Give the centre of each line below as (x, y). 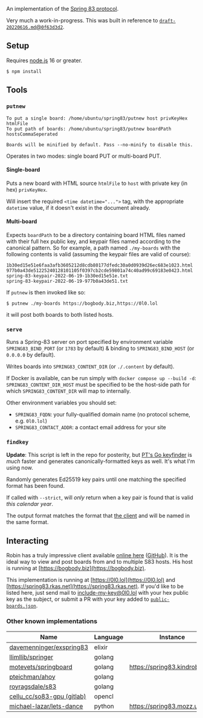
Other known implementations (52, 621)
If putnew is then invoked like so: (46, 292)
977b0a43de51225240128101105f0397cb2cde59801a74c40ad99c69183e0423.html (100, 270)
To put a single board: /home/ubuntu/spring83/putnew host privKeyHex (97, 118)
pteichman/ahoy (32, 676)
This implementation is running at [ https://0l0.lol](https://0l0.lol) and (91, 580)
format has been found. (36, 485)
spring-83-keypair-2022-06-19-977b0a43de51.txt (67, 281)
